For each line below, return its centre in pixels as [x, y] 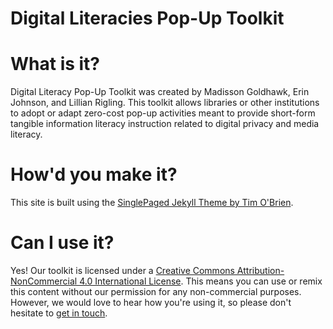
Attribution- [260, 270]
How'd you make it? [94, 174]
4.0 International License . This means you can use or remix [201, 281]
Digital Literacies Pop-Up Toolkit [147, 18]
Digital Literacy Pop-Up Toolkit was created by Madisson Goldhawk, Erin [160, 92]
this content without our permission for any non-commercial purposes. [156, 291]
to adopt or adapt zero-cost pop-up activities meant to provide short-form [163, 113]
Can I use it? [62, 243]
